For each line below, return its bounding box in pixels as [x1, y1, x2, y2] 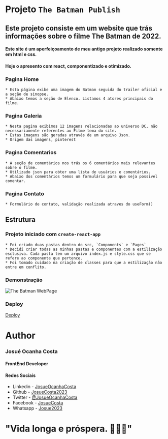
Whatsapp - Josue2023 [12, 405, 62, 412]
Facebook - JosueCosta [12, 400, 63, 406]
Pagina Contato [5, 190, 44, 197]
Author [5, 330, 36, 341]
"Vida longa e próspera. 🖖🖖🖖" [5, 423, 132, 434]
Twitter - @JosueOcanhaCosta [12, 394, 78, 400]
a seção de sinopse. [5, 92, 49, 97]
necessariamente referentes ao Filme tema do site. [5, 128, 117, 133]
